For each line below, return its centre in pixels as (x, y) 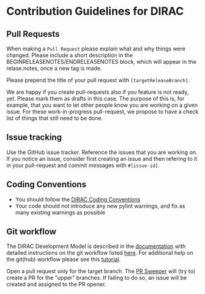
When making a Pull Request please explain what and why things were (96, 48)
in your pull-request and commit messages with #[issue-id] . (83, 165)
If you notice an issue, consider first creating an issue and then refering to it (102, 158)
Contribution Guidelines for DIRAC (95, 11)
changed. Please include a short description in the (70, 55)
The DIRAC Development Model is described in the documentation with (96, 246)
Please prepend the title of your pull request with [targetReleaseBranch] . (98, 80)
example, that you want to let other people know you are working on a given (102, 105)
